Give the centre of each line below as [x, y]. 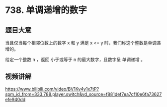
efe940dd [15, 99]
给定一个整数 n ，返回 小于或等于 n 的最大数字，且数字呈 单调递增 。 [75, 59]
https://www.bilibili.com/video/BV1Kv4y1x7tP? [52, 89]
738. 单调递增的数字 [46, 10]
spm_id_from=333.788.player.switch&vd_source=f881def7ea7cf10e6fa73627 [83, 94]
